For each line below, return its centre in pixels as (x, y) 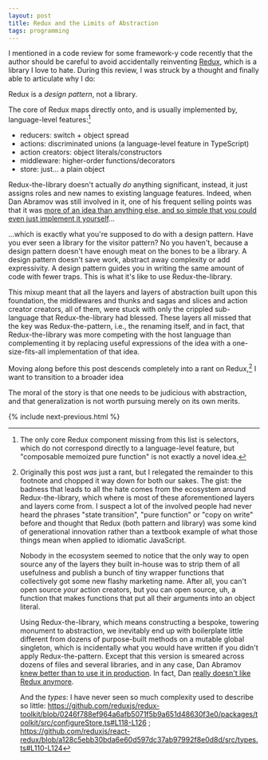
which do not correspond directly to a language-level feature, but (127, 448)
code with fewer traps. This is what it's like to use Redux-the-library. (120, 277)
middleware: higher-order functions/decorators (97, 161)
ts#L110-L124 (41, 748)
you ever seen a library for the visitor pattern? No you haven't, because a (128, 243)
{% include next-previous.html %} (64, 416)
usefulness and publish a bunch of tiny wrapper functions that (122, 572)
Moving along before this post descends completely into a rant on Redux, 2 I (132, 368)
